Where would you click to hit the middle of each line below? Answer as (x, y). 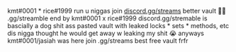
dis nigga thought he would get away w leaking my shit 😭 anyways (106, 33)
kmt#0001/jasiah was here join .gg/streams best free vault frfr (98, 41)
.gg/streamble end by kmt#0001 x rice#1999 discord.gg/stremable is (107, 18)
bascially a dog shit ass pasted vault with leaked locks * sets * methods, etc (118, 26)
